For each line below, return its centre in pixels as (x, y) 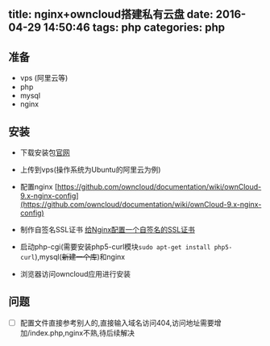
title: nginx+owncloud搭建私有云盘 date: (111, 15)
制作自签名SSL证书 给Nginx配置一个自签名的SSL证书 (107, 230)
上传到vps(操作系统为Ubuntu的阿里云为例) (90, 170)
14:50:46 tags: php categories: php (134, 28)
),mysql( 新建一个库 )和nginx (80, 257)
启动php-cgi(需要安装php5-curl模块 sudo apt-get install (115, 247)
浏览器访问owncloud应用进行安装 (75, 274)
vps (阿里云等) (44, 78)
